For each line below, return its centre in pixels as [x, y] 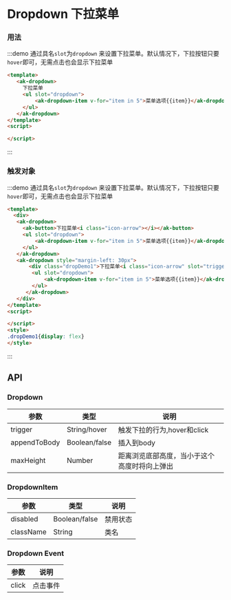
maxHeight [28, 460]
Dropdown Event [35, 553]
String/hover [87, 429]
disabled [24, 519]
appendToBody [35, 442]
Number [80, 460]
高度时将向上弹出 [146, 466]
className [29, 532]
